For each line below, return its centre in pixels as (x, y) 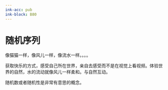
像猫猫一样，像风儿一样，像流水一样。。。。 (48, 55)
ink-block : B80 (21, 14)
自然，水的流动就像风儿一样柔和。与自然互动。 (62, 72)
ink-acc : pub (19, 10)
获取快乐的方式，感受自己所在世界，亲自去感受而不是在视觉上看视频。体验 (82, 66)
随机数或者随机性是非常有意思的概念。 (44, 83)
